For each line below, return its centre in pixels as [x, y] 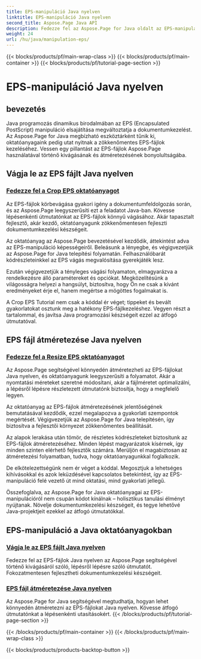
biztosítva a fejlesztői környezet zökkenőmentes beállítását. [80, 426]
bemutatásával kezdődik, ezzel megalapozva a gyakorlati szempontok [92, 413]
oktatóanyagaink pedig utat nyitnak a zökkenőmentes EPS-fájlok [86, 142]
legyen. [16, 396]
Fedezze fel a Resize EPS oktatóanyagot [65, 357]
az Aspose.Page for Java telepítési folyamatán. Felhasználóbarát [86, 253]
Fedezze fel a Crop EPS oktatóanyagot [63, 191]
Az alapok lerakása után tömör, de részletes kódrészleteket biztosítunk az [97, 437]
